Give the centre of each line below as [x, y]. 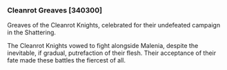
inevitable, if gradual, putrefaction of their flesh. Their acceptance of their [111, 53]
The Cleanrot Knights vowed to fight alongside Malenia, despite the [103, 46]
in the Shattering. [32, 32]
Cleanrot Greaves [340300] [55, 10]
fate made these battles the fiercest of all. [67, 60]
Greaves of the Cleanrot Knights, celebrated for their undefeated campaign [114, 25]
